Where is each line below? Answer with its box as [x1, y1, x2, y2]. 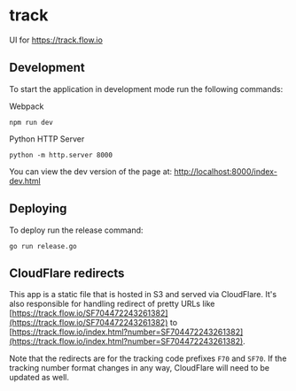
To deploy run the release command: [9, 225, 144, 235]
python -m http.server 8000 [9, 150, 113, 159]
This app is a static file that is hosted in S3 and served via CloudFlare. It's [9, 289, 277, 300]
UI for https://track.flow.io [9, 34, 104, 45]
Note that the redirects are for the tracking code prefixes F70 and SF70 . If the [9, 353, 287, 364]
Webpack [9, 101, 44, 111]
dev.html [9, 175, 42, 186]
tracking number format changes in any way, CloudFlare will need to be [9, 363, 270, 373]
